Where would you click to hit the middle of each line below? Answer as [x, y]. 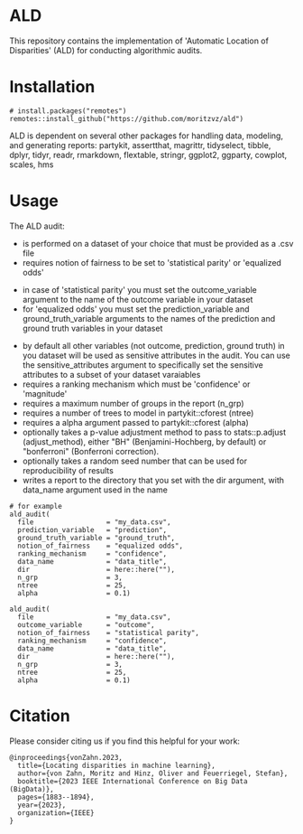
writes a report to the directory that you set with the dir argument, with [153, 480]
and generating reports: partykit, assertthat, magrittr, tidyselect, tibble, [140, 145]
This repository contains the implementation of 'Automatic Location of [139, 41]
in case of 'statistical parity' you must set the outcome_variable [139, 289]
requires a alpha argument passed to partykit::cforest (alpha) [136, 422]
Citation [40, 716]
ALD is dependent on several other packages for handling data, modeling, [147, 136]
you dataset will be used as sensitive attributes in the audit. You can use [156, 355]
